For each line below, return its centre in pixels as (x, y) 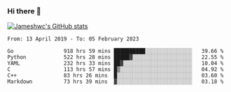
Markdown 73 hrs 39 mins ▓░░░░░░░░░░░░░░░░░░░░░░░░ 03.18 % (115, 82)
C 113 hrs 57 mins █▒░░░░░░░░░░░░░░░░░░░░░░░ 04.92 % (115, 70)
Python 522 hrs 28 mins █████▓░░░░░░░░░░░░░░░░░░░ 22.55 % (115, 58)
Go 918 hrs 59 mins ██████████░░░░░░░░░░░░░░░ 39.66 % (115, 52)
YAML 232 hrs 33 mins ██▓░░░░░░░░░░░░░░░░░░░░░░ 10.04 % (115, 63)
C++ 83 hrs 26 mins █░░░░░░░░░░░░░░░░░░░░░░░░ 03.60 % (115, 76)
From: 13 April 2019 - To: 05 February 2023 (73, 39)
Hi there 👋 (24, 11)
